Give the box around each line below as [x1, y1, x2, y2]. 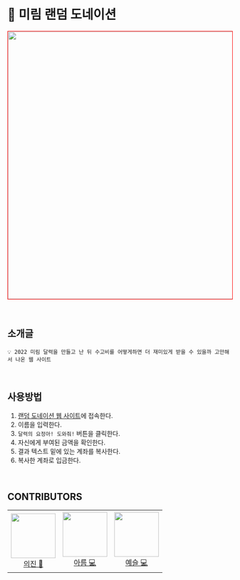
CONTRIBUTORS [7, 490, 83, 503]
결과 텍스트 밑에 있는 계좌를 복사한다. [17, 447, 121, 455]
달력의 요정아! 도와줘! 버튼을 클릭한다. [17, 429, 120, 437]
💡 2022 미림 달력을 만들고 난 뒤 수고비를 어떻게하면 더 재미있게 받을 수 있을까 [7, 348, 212, 355]
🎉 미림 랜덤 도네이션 [7, 6, 117, 23]
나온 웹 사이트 [15, 356, 52, 363]
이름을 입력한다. [17, 420, 62, 429]
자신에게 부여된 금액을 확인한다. [17, 438, 105, 447]
